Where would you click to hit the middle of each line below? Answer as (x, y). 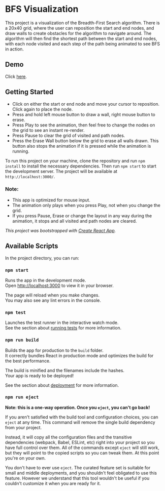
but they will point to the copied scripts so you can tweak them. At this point (82, 452)
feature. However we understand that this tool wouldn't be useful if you (77, 478)
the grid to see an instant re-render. (48, 130)
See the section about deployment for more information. (62, 385)
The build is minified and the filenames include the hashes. (65, 370)
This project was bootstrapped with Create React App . (61, 230)
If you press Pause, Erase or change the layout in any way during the (82, 215)
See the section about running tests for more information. (63, 328)
